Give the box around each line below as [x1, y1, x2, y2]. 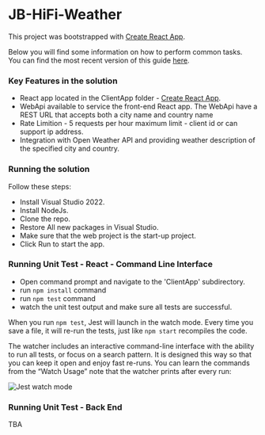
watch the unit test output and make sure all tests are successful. [19, 302, 233, 311]
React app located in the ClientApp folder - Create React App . [19, 93, 221, 103]
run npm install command [19, 285, 107, 295]
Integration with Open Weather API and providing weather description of [19, 135, 256, 145]
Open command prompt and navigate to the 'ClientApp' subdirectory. [19, 277, 245, 286]
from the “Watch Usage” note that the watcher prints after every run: [8, 366, 232, 376]
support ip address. [19, 127, 84, 136]
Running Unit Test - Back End [8, 402, 123, 413]
